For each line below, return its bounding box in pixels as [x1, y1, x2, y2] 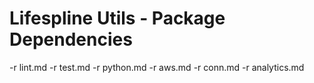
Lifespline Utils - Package [9, 7, 226, 30]
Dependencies [9, 28, 133, 51]
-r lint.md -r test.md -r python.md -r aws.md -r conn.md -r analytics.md [9, 61, 305, 73]
